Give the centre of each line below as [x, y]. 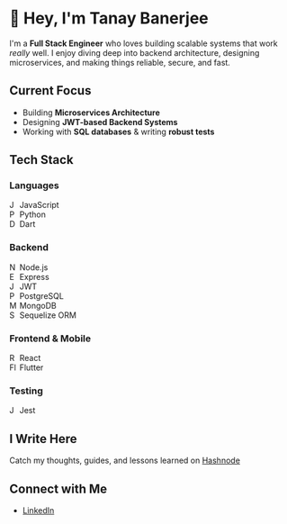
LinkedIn [38, 510]
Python [33, 214]
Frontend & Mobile [50, 339]
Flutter [31, 367]
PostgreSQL [42, 295]
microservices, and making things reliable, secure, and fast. [120, 62]
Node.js [34, 267]
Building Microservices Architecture [91, 113]
